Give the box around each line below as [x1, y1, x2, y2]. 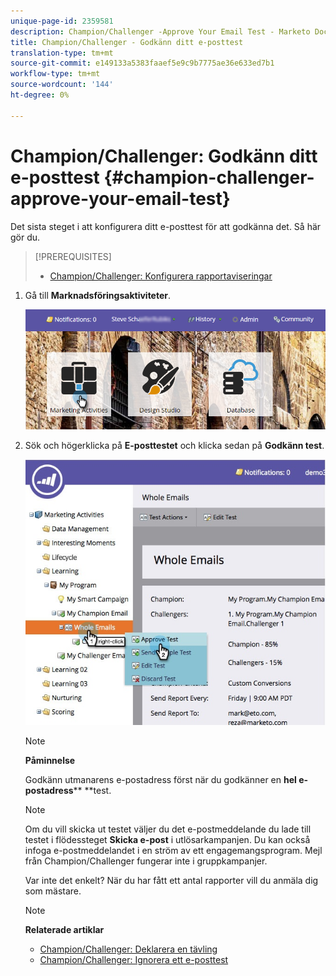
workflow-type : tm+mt [10, 69, 101, 79]
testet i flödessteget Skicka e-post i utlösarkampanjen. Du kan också [24, 833, 311, 845]
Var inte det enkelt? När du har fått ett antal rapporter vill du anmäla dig [24, 874, 319, 886]
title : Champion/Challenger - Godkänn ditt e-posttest [10, 37, 244, 47]
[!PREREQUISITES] [34, 250, 112, 262]
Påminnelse [24, 754, 76, 766]
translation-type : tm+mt [10, 48, 114, 58]
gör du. [10, 231, 41, 243]
